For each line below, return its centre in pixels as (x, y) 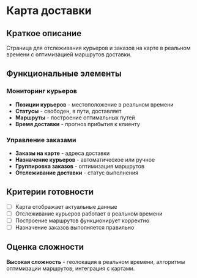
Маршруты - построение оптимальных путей (75, 118)
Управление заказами (41, 140)
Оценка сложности (45, 247)
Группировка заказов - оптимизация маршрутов (80, 166)
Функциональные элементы (64, 74)
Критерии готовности (50, 192)
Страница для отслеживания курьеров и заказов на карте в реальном (98, 48)
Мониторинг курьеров (42, 91)
